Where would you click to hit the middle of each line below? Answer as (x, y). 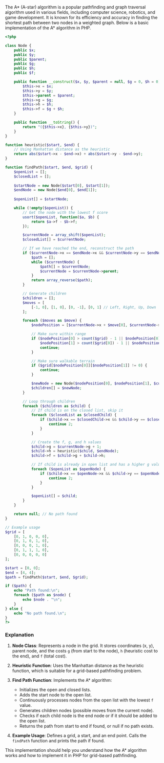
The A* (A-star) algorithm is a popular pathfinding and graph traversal (75, 7)
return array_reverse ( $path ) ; (62, 280)
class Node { (18, 45)
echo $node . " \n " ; (42, 600)
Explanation (20, 635)
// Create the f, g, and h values (66, 442)
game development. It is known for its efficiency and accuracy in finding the (81, 17)
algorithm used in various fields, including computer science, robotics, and (80, 12)
